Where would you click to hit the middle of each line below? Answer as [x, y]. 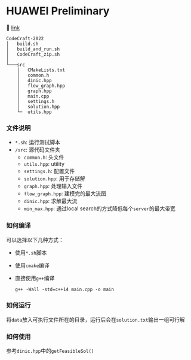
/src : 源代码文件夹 [38, 150]
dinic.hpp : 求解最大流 [50, 201]
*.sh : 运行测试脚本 [38, 143]
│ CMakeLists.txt [41, 70]
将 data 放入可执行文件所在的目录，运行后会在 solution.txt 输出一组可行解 [95, 319]
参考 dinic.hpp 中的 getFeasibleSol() [50, 351]
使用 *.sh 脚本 [31, 252]
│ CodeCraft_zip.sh [33, 54]
